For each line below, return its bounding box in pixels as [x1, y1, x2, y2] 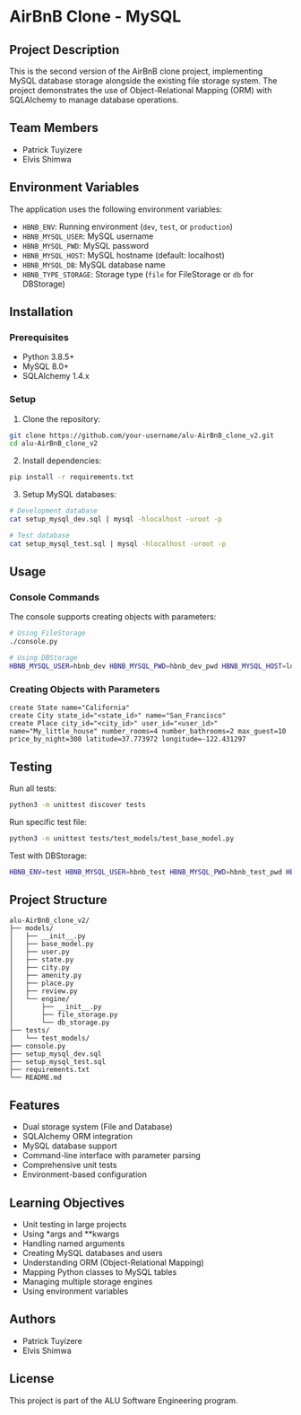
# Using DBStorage [9, 654, 78, 663]
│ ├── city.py [9, 963, 70, 972]
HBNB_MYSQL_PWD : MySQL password [21, 240, 150, 250]
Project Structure [9, 892, 107, 908]
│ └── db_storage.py [9, 1018, 110, 1027]
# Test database [9, 531, 70, 540]
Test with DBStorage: [9, 850, 88, 861]
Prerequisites [9, 330, 69, 343]
